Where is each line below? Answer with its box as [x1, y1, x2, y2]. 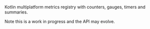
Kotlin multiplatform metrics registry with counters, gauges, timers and [4, 4, 146, 10]
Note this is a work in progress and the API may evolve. [4, 19, 115, 24]
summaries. [4, 9, 28, 15]
